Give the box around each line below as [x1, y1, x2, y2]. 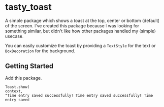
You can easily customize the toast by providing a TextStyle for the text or [5, 43, 156, 48]
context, [5, 88, 23, 94]
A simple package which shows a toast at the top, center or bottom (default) [5, 18, 160, 23]
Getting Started [5, 62, 54, 70]
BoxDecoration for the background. [5, 48, 75, 54]
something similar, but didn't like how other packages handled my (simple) [5, 28, 156, 34]
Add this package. [5, 75, 42, 81]
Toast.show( [5, 85, 30, 89]
